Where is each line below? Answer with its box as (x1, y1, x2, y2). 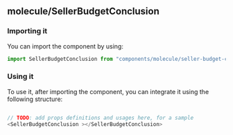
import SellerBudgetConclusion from (7, 55, 113, 62)
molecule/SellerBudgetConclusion (7, 6, 159, 17)
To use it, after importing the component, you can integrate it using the (7, 87, 209, 96)
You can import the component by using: (7, 42, 123, 51)
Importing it (7, 26, 48, 36)
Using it (7, 72, 34, 82)
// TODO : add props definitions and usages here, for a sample (7, 114, 194, 121)
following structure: (7, 95, 63, 103)
